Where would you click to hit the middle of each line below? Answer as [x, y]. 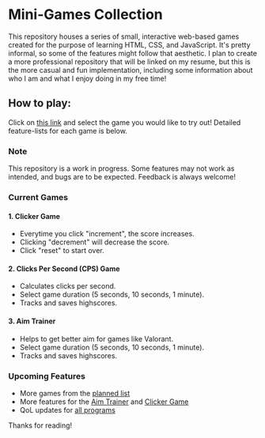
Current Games [38, 197]
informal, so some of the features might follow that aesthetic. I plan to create [132, 53]
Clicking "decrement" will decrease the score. [95, 242]
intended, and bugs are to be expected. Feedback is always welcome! [122, 177]
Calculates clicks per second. [68, 286]
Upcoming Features [47, 376]
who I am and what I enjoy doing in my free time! [87, 78]
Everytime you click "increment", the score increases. [107, 234]
